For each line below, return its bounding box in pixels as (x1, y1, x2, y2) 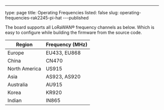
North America (7, 66, 41, 72)
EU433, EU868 (45, 49, 81, 56)
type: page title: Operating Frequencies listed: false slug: (5, 10, 119, 15)
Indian (7, 97, 22, 104)
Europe (7, 49, 24, 56)
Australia (7, 81, 28, 88)
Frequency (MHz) (45, 41, 88, 48)
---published (62, 15, 89, 21)
